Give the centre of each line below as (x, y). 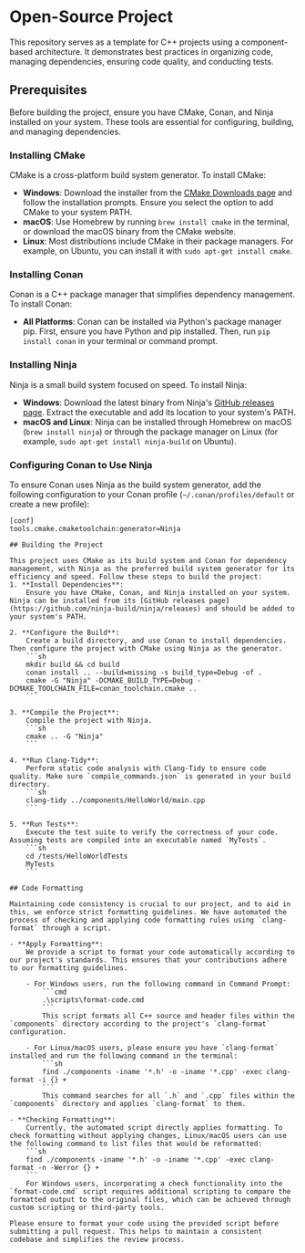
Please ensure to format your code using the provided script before (144, 1223)
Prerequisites (48, 90)
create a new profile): (50, 504)
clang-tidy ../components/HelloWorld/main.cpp (116, 800)
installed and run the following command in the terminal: (124, 1056)
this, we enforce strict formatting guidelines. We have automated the (148, 912)
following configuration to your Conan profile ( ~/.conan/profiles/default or (152, 494)
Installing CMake (47, 155)
